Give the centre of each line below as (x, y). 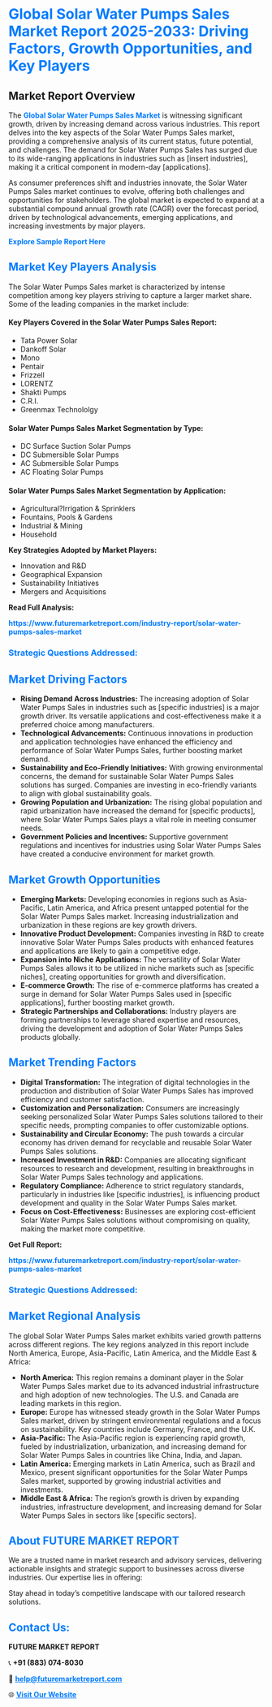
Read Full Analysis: (41, 608)
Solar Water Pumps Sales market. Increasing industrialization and (129, 916)
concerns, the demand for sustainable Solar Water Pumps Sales (127, 777)
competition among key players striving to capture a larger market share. (130, 295)
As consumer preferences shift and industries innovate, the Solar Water (128, 183)
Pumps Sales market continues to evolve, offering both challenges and (127, 191)
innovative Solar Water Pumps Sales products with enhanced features (137, 942)
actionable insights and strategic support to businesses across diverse (127, 1569)
